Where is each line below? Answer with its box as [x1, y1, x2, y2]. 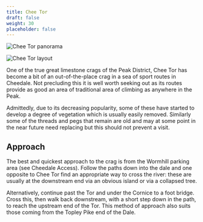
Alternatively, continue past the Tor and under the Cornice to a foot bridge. [6, 189, 194, 196]
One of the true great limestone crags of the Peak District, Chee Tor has [6, 67, 188, 74]
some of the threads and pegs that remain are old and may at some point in [6, 117, 196, 125]
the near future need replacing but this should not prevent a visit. [6, 124, 170, 131]
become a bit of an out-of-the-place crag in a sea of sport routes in [6, 73, 176, 80]
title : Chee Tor [6, 9, 48, 15]
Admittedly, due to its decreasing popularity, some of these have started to [6, 105, 194, 112]
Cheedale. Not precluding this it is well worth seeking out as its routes [6, 80, 182, 87]
